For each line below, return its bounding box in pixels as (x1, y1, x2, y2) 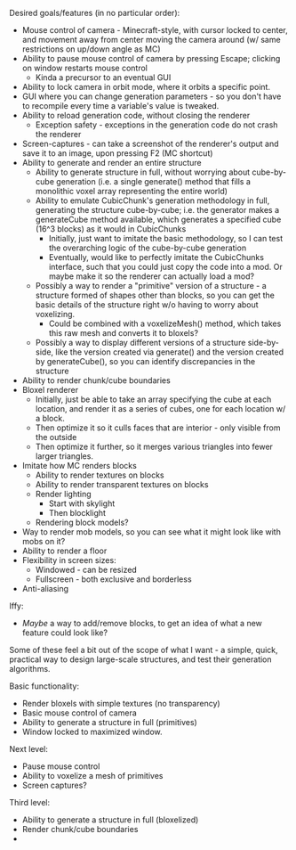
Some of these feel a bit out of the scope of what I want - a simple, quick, (9, 645, 278, 655)
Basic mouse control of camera (21, 707, 138, 718)
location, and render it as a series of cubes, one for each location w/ (35, 404, 286, 413)
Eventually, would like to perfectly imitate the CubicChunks (48, 252, 265, 262)
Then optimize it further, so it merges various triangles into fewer (35, 441, 274, 452)
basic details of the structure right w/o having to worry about (35, 299, 260, 310)
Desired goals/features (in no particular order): (9, 8, 180, 18)
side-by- (247, 338, 280, 347)
